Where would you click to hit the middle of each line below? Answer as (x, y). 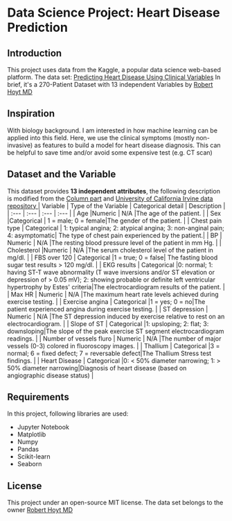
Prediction (37, 27)
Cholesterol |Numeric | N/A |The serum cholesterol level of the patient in (110, 250)
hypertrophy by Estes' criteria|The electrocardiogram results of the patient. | (116, 287)
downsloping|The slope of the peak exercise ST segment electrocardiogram (116, 331)
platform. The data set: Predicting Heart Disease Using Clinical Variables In (114, 77)
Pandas (28, 450)
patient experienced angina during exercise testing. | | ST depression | (108, 309)
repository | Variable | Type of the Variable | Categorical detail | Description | (116, 205)
